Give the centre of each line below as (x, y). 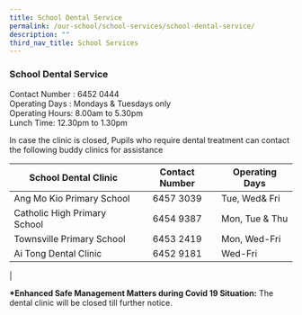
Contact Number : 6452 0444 (64, 94)
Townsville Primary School (70, 238)
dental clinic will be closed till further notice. (91, 302)
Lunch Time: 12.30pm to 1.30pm (69, 122)
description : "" (40, 34)
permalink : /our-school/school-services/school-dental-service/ (132, 26)
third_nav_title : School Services (74, 43)
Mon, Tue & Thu (255, 219)
